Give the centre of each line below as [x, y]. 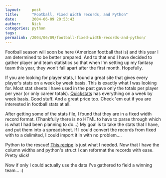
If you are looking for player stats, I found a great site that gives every [77, 77]
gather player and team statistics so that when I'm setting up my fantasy [79, 62]
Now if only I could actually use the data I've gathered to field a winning [79, 165]
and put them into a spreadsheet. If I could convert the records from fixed [81, 129]
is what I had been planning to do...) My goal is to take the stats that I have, [82, 124]
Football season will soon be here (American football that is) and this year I [82, 52]
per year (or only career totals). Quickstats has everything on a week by [79, 93]
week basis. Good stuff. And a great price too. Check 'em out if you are [78, 98]
